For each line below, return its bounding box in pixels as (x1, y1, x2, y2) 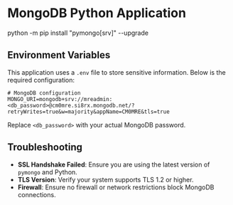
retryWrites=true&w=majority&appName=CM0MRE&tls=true (7, 108, 170, 115)
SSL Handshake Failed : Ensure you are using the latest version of (17, 160, 210, 169)
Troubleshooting (7, 141, 83, 154)
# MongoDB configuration (7, 89, 81, 97)
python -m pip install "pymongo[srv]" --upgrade (7, 28, 149, 37)
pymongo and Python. (17, 167, 78, 176)
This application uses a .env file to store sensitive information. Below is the (7, 68, 226, 76)
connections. (17, 190, 56, 199)
